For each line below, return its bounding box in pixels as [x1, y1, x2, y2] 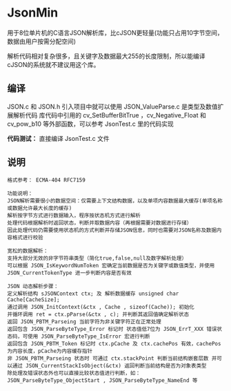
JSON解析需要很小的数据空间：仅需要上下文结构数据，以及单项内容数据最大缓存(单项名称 [7, 197, 223, 204]
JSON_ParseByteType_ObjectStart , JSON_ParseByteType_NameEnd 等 [7, 376, 198, 384]
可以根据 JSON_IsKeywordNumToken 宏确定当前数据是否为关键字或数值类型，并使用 [7, 262, 215, 269]
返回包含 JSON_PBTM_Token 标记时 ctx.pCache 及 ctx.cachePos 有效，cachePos [7, 340, 221, 347]
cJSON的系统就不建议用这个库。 [7, 60, 100, 68]
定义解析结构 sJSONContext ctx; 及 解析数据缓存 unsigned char [7, 290, 179, 297]
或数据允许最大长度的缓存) [7, 204, 72, 211]
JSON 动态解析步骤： [7, 283, 59, 289]
